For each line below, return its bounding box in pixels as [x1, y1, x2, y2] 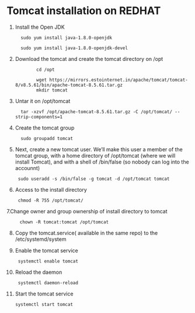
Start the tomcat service [15, 290, 74, 297]
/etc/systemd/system [15, 236, 67, 243]
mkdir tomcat [36, 87, 68, 93]
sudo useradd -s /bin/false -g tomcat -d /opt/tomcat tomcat [18, 176, 170, 182]
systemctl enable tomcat [18, 258, 78, 264]
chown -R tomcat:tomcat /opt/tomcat [19, 219, 109, 225]
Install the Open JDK [15, 23, 65, 30]
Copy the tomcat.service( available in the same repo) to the [15, 229, 158, 236]
